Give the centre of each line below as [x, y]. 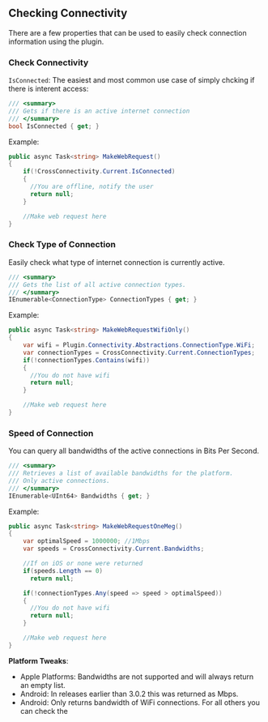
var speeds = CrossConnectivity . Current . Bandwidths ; [114, 549]
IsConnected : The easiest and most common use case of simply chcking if [132, 80]
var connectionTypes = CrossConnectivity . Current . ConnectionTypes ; [139, 352]
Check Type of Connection [62, 245]
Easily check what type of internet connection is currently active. [117, 262]
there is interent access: [49, 89]
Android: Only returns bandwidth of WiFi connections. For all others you [140, 702]
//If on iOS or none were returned [83, 564]
